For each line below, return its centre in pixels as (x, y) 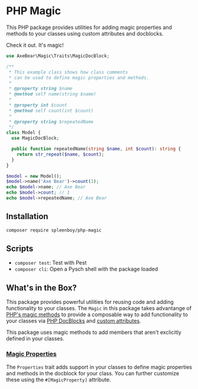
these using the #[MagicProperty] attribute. (59, 380)
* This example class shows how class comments (68, 72)
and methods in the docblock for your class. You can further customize (92, 373)
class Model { (24, 133)
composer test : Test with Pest (51, 263)
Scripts (20, 249)
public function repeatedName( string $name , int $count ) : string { (96, 149)
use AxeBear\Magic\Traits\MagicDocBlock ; (58, 56)
